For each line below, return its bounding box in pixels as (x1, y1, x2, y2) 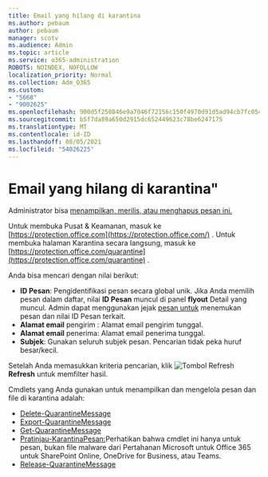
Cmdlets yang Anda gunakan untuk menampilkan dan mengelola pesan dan (8, 384, 257, 395)
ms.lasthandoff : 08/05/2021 (8, 137, 102, 146)
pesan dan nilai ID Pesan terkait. (19, 312, 126, 321)
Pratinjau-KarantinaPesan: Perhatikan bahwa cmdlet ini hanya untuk (19, 434, 242, 443)
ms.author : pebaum (8, 19, 69, 27)
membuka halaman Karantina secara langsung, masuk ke (8, 238, 196, 248)
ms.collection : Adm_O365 (8, 78, 91, 86)
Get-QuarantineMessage (19, 426, 101, 436)
